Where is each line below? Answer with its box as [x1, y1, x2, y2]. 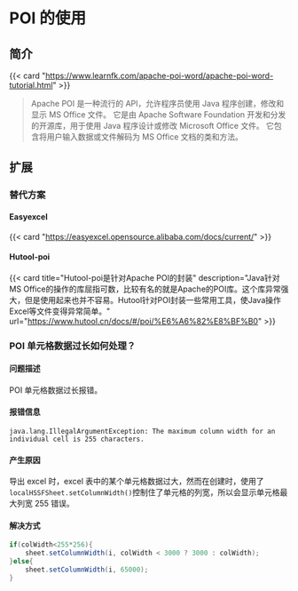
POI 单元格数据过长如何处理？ [9, 339, 136, 352]
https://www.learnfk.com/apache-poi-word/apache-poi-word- [45, 70, 274, 81]
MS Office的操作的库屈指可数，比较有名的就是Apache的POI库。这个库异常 [9, 284, 281, 294]
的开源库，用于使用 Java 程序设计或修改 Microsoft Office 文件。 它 [30, 121, 275, 131]
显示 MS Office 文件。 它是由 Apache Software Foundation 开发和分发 [30, 109, 286, 120]
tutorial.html [9, 80, 53, 90]
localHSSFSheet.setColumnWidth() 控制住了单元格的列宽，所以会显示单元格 [9, 487, 280, 498]
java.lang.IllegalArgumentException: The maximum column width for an [9, 427, 276, 436]
